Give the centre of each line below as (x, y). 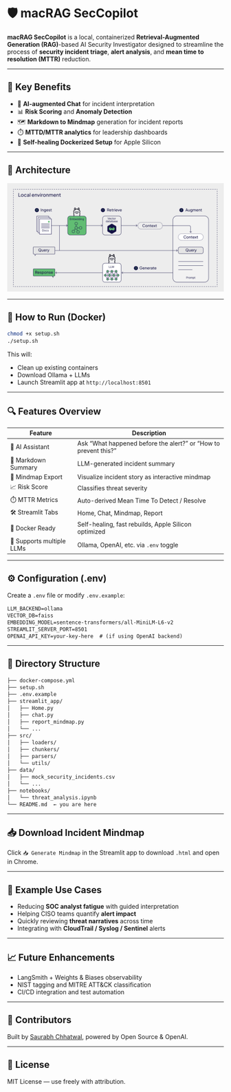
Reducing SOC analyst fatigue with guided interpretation (98, 907)
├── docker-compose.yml (41, 680)
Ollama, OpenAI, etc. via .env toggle (128, 545)
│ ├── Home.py (30, 708)
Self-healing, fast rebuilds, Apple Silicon (134, 525)
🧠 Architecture (39, 170)
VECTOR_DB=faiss (30, 616)
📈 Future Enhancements (61, 957)
